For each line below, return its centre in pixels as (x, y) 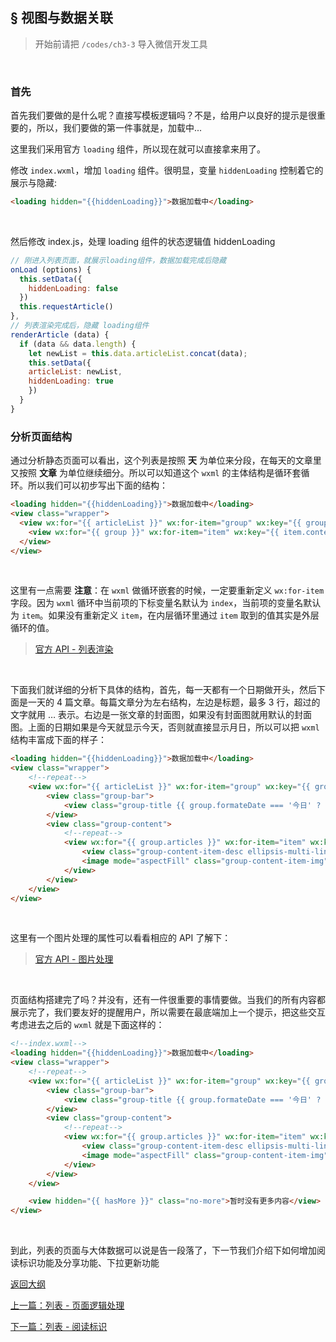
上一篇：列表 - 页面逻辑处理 (67, 1305)
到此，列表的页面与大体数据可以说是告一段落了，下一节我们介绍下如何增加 (163, 1250)
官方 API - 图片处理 (74, 959)
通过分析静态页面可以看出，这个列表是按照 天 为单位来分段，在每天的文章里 (166, 460)
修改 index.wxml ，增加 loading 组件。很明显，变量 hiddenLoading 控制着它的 (167, 170)
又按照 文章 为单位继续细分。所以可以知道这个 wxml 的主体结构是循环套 (156, 473)
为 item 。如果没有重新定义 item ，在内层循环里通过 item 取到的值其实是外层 (165, 615)
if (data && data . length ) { (78, 344)
